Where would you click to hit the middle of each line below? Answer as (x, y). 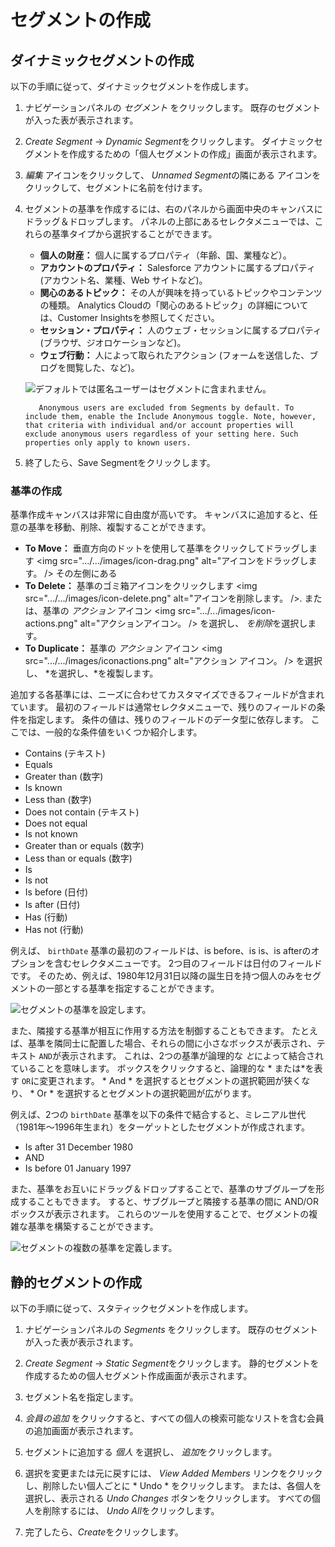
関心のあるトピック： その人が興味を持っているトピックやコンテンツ (181, 292)
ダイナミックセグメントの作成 (102, 60)
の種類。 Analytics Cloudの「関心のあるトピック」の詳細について (174, 305)
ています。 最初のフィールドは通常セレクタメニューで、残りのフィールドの (163, 707)
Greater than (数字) (64, 777)
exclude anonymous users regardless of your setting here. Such (161, 434)
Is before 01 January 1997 (78, 1168)
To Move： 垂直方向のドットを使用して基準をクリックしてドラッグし (166, 548)
